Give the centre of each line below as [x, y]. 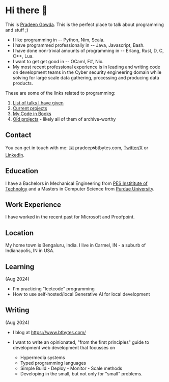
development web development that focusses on [64, 347]
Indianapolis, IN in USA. [30, 251]
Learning [20, 267]
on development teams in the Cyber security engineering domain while [87, 72]
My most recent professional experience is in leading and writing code [86, 67]
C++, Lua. [23, 56]
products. [23, 83]
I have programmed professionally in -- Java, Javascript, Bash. [79, 45]
